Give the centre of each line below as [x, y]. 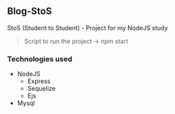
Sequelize [42, 89]
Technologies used [40, 59]
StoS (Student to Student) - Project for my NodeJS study [87, 27]
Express [39, 81]
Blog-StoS [30, 11]
